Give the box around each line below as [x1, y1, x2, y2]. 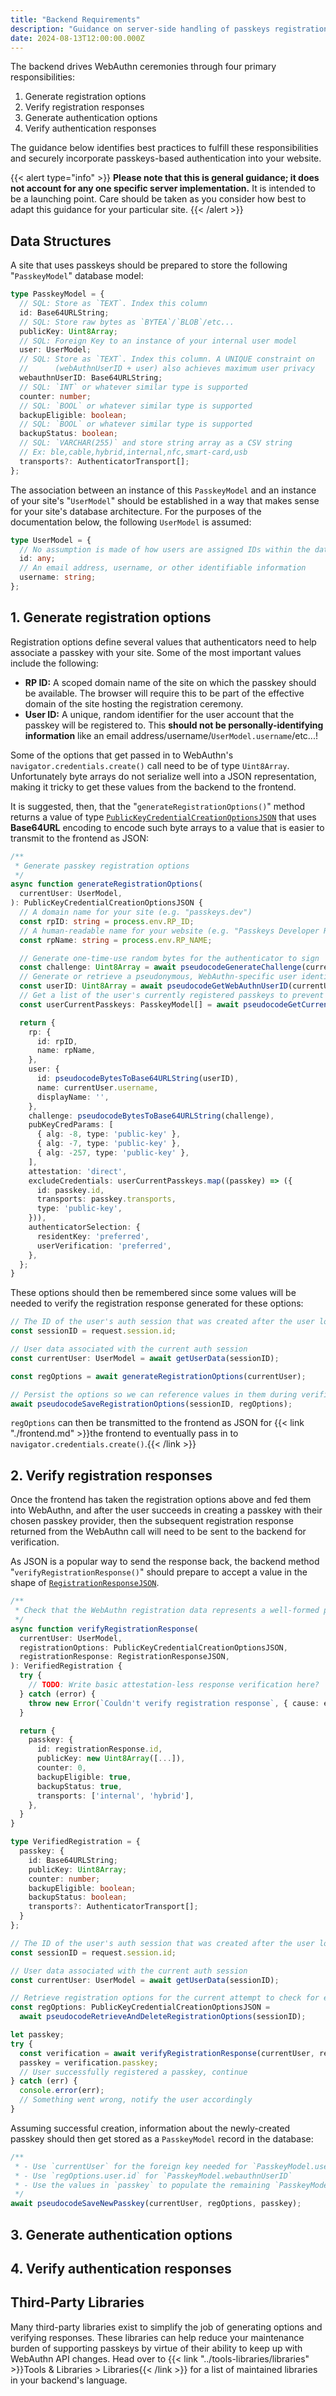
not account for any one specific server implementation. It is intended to [10, 182, 317, 195]
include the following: [10, 657, 99, 669]
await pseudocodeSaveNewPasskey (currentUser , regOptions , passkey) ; [10, 2199, 302, 2209]
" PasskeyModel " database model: [10, 270, 144, 282]
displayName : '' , [36, 1092, 110, 1102]
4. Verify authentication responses [10, 2260, 232, 2277]
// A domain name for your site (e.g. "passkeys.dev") [19, 907, 253, 917]
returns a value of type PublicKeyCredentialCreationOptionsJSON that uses [10, 811, 317, 823]
